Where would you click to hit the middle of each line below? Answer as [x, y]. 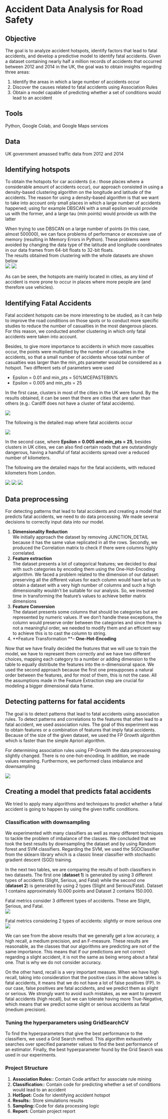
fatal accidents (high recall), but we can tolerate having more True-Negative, [84, 999]
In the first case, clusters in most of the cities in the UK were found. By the [82, 393]
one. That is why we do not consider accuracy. [53, 962]
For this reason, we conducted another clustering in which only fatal [75, 331]
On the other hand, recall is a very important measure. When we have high [82, 972]
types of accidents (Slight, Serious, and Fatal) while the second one [75, 880]
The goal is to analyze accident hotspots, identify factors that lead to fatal [81, 51]
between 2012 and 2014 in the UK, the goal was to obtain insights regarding [83, 67]
